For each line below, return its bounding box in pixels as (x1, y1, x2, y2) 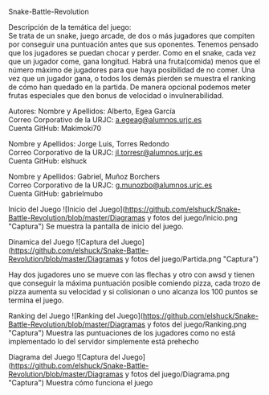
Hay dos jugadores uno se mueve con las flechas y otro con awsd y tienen (8, 270, 255, 279)
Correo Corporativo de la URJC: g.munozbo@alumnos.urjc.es (8, 180, 213, 190)
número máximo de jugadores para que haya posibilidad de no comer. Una (8, 65, 255, 75)
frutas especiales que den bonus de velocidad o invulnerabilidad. (8, 91, 224, 100)
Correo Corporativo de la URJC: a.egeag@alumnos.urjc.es (8, 115, 202, 124)
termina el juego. (8, 295, 64, 305)
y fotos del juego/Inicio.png (147, 213, 238, 222)
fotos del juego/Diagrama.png (131, 369, 230, 379)
